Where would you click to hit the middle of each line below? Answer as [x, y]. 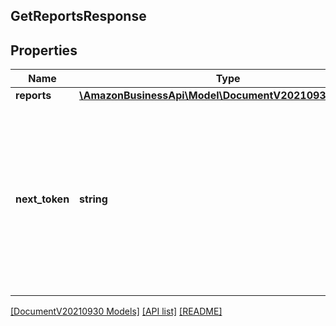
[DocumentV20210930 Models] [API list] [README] [116, 311]
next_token [42, 199]
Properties [44, 50]
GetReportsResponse [78, 16]
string [93, 199]
